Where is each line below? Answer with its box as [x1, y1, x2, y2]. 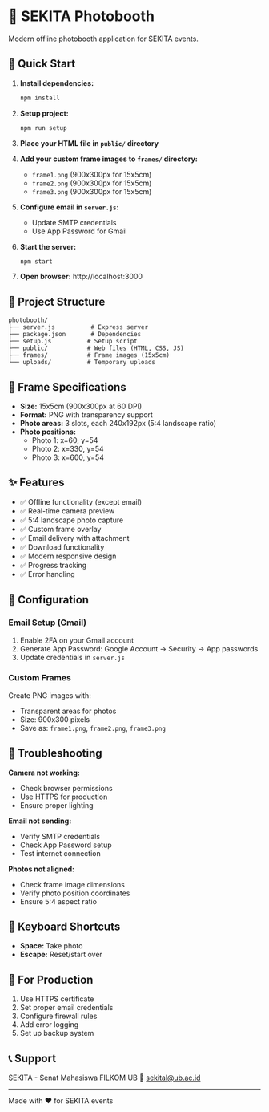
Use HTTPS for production [19, 792, 108, 802]
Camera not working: [8, 768, 80, 777]
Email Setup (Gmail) [8, 617, 86, 628]
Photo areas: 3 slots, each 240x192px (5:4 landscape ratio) [19, 419, 217, 428]
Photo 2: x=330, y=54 [31, 444, 104, 453]
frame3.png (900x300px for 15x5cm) [31, 186, 152, 196]
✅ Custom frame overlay [19, 524, 102, 534]
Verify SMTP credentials [19, 831, 101, 841]
